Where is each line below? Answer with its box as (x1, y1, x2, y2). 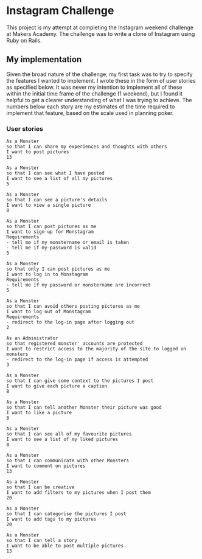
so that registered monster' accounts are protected (6, 341, 143, 347)
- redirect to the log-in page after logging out (6, 319, 135, 325)
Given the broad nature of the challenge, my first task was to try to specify (6, 71, 193, 78)
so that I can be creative (6, 484, 75, 490)
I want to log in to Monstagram (6, 271, 88, 277)
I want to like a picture (6, 410, 72, 416)
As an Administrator (6, 335, 59, 341)
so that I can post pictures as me (6, 223, 97, 230)
